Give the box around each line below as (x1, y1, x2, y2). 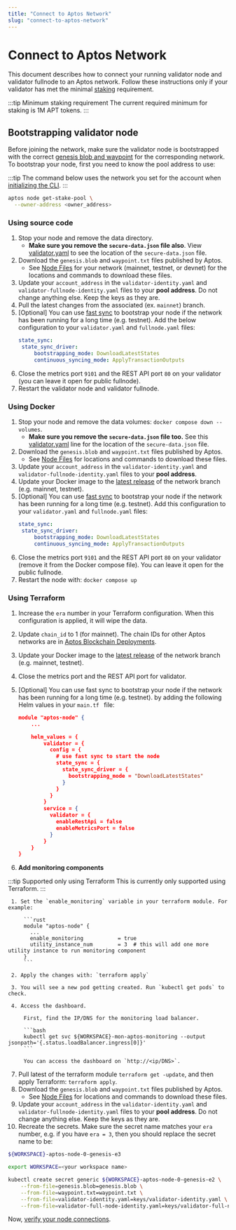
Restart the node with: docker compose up (18, 575, 137, 583)
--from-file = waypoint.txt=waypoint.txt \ (20, 1189, 143, 1196)
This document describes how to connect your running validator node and (8, 70, 223, 79)
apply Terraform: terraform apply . (18, 1078, 118, 1086)
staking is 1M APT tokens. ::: (8, 106, 90, 114)
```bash (23, 1027, 46, 1034)
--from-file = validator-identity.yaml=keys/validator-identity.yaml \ (20, 1196, 228, 1203)
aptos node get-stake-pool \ (8, 194, 93, 202)
